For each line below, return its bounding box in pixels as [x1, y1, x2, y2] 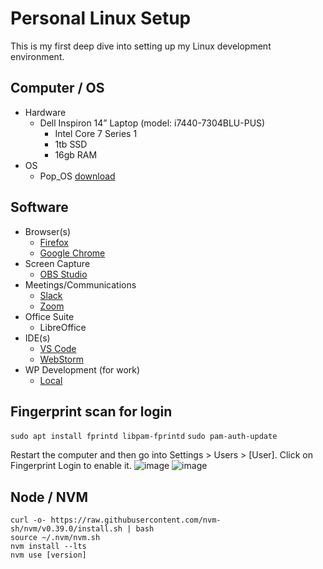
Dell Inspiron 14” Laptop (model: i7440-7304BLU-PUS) [39, 117, 266, 129]
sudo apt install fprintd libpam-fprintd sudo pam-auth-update [10, 432, 278, 442]
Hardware [24, 106, 67, 118]
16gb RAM [54, 148, 98, 161]
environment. [10, 50, 65, 62]
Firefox [39, 236, 69, 248]
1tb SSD [54, 138, 88, 150]
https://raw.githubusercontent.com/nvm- [50, 515, 222, 526]
